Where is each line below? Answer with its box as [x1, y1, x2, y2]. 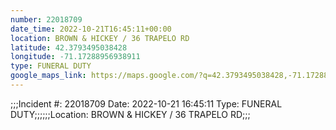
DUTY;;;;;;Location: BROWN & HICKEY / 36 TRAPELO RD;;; [10, 108, 251, 120]
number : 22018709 [10, 14, 83, 25]
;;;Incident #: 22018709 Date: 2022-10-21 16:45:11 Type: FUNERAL [10, 97, 283, 110]
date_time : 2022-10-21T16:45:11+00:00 [10, 24, 172, 34]
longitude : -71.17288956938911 [10, 52, 141, 62]
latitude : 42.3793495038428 [10, 42, 128, 53]
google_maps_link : [10, 71, 87, 81]
